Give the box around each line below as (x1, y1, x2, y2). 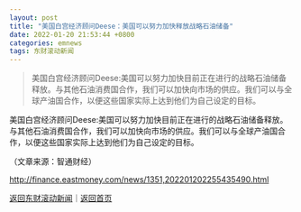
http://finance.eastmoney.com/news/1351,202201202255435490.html (9, 174, 269, 185)
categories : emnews (9, 38, 83, 48)
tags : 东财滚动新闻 (9, 47, 75, 56)
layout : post (9, 13, 59, 23)
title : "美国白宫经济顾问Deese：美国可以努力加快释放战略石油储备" (9, 22, 234, 31)
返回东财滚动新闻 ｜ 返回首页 (9, 193, 113, 204)
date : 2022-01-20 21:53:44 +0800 (9, 30, 135, 39)
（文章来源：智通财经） (9, 156, 96, 167)
